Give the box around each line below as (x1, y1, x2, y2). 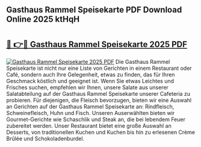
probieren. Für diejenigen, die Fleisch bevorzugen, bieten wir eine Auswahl (6, 96, 192, 104)
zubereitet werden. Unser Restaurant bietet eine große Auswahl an (6, 122, 172, 129)
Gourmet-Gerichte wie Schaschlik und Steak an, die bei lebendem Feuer (6, 116, 185, 123)
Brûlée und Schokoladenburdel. (6, 135, 85, 142)
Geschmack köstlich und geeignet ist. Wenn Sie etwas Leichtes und (6, 78, 175, 84)
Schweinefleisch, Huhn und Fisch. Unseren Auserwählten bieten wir (6, 110, 175, 116)
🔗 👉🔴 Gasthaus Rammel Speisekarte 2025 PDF (6, 39, 188, 49)
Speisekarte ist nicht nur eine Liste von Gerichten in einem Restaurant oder (6, 64, 192, 72)
